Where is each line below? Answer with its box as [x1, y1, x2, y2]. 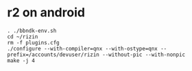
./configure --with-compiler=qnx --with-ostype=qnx [7, 45, 158, 52]
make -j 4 [7, 57, 36, 64]
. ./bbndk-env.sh [7, 27, 57, 34]
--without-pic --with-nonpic [101, 51, 186, 58]
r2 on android [7, 5, 86, 20]
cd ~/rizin [7, 33, 38, 40]
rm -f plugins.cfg [7, 39, 60, 46]
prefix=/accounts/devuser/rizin [7, 51, 99, 58]
